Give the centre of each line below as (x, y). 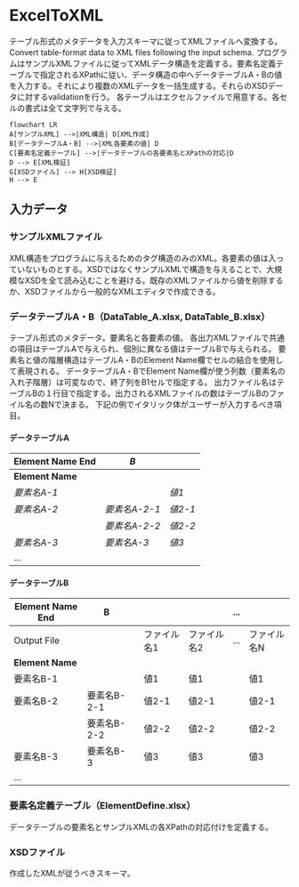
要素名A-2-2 (133, 526)
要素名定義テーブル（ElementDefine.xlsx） (102, 806)
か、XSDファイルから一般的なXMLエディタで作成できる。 (115, 291)
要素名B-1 (36, 679)
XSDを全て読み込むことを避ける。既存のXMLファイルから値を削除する (154, 280)
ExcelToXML (57, 16)
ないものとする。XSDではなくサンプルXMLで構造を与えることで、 (145, 269)
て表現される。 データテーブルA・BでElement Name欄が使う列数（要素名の (147, 371)
